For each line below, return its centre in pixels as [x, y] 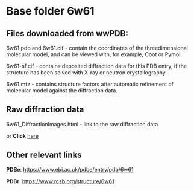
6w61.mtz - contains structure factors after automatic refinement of [90, 84]
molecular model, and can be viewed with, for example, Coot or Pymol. [94, 54]
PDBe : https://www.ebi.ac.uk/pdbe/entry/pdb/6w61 [70, 169]
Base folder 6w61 [50, 11]
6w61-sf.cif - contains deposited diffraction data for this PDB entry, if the [97, 66]
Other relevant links [44, 155]
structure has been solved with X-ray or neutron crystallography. [87, 73]
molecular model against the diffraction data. [62, 91]
